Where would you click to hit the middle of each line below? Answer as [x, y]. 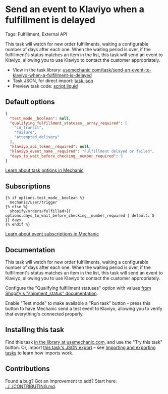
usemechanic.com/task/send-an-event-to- [107, 70]
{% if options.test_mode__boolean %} [45, 198]
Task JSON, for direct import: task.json [53, 81]
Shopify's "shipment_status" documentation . [52, 293]
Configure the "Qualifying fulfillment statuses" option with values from [78, 288]
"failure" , [26, 133]
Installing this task [35, 330]
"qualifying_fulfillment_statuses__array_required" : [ [69, 123]
